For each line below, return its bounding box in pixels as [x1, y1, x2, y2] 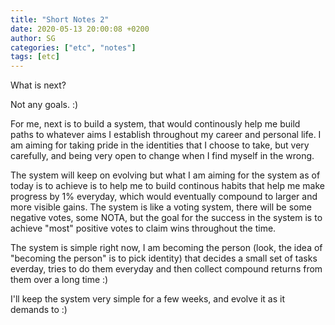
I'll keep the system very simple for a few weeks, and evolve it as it [10, 293, 286, 305]
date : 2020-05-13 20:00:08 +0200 [10, 24, 150, 34]
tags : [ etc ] [10, 52, 60, 62]
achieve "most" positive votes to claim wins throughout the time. [10, 222, 277, 235]
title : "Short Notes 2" [10, 14, 110, 25]
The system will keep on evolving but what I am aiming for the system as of [10, 169, 321, 181]
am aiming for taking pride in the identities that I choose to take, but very [10, 139, 310, 151]
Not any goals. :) [10, 99, 79, 111]
